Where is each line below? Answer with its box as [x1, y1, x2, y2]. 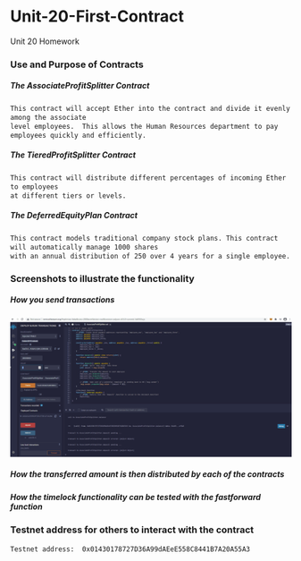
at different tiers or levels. [10, 191, 127, 200]
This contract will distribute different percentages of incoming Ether [10, 173, 287, 183]
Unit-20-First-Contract [10, 6, 184, 27]
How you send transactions [10, 294, 115, 305]
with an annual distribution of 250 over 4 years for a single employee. [10, 251, 291, 260]
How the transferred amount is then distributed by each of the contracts [10, 469, 285, 480]
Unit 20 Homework [10, 36, 79, 47]
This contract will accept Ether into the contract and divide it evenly [10, 104, 291, 113]
